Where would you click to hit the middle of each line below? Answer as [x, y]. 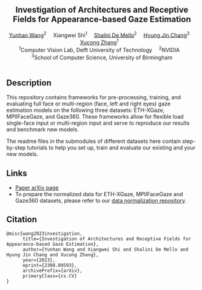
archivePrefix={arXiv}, [52, 271]
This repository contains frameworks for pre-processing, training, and [93, 97]
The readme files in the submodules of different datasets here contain [93, 141]
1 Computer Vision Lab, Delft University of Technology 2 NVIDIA [99, 49]
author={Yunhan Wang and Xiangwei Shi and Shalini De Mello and [105, 249]
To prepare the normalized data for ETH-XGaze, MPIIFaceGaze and [99, 194]
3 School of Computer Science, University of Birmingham [102, 57]
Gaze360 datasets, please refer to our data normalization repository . [101, 201]
